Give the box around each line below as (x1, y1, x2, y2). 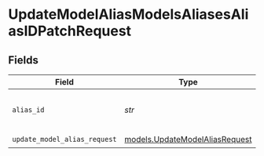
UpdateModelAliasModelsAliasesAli (8, 5, 249, 24)
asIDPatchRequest (8, 22, 132, 40)
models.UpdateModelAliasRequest (124, 133, 252, 144)
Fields (8, 53, 39, 67)
